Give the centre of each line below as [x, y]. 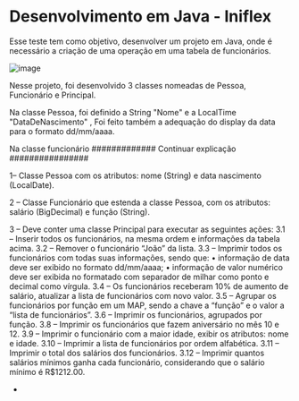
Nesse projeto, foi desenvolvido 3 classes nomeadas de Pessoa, [128, 85]
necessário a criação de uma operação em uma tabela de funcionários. [140, 50]
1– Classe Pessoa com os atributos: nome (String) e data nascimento [135, 175]
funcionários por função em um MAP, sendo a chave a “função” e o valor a [147, 305]
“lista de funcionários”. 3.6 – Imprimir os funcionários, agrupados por [136, 314]
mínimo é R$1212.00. [47, 371]
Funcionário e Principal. [53, 95]
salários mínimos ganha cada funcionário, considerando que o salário [137, 362]
